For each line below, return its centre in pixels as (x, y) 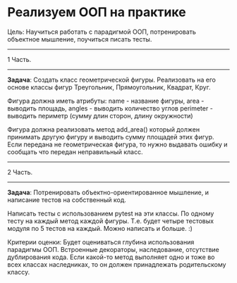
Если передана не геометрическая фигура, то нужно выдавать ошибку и (117, 144)
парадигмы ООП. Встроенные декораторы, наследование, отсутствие (114, 249)
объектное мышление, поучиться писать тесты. (80, 39)
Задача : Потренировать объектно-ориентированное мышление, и (108, 192)
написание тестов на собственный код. (67, 200)
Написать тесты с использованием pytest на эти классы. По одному (111, 213)
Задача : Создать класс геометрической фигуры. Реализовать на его (112, 80)
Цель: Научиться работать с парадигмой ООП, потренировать (102, 32)
